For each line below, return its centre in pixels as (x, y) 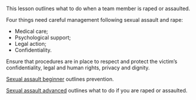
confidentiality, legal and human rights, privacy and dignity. (78, 68)
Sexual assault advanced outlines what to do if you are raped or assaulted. (97, 90)
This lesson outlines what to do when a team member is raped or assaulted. (98, 9)
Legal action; (30, 44)
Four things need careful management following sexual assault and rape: (94, 20)
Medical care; (31, 31)
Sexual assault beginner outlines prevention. (60, 79)
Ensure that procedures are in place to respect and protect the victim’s (92, 61)
